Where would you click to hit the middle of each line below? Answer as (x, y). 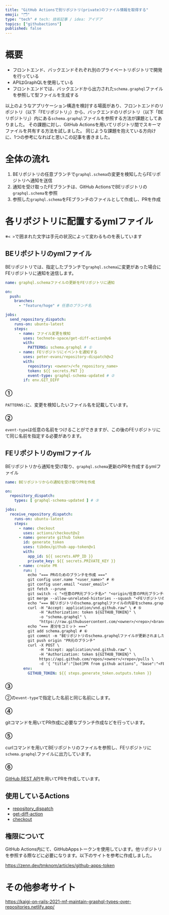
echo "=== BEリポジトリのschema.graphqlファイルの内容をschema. (91, 603)
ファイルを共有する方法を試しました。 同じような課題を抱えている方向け (81, 131)
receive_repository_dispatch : (41, 514)
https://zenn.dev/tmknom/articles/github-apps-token (60, 866)
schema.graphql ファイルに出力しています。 (50, 754)
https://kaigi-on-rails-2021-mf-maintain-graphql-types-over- (68, 902)
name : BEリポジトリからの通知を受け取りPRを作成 (50, 482)
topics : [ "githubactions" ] (33, 24)
